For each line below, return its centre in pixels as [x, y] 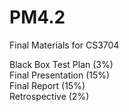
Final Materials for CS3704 [64, 45]
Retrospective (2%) [49, 96]
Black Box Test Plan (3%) [61, 64]
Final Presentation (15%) [60, 75]
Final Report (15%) [47, 85]
